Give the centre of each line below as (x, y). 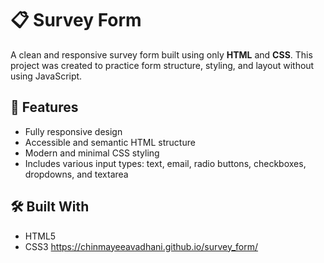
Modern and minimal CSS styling (92, 153)
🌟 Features (44, 107)
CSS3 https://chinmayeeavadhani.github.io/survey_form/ (141, 246)
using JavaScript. (46, 76)
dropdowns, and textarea (76, 174)
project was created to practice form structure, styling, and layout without (162, 65)
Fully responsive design (73, 131)
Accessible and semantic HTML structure (110, 142)
